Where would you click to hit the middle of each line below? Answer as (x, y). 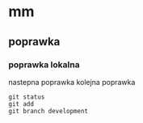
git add (21, 104)
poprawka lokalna (44, 65)
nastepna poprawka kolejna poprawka (72, 82)
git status (27, 97)
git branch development (48, 111)
